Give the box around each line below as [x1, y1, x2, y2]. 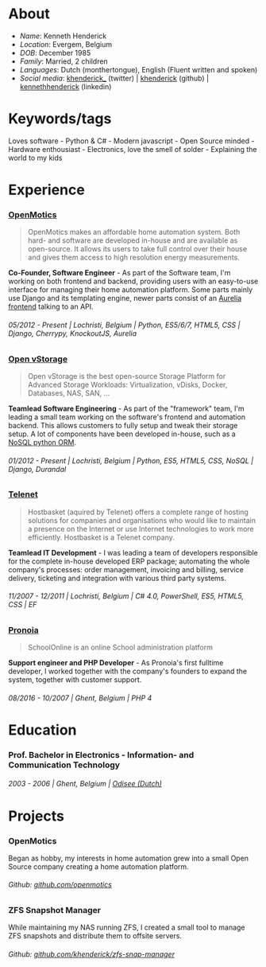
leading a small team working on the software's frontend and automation [8, 411, 246, 422]
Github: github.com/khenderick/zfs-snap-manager [8, 949, 175, 959]
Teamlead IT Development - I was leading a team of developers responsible [8, 548, 258, 557]
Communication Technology [8, 759, 121, 770]
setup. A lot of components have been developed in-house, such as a [8, 429, 236, 439]
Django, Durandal [8, 464, 67, 474]
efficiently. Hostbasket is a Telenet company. [27, 532, 175, 542]
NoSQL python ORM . [8, 437, 77, 446]
